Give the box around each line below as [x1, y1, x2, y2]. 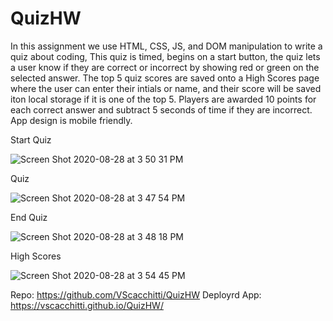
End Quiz [10, 211, 48, 223]
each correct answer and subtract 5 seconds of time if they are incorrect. [10, 103, 313, 116]
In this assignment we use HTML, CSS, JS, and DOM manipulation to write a [10, 40, 323, 52]
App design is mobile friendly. [10, 114, 133, 126]
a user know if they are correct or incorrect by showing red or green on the [10, 61, 320, 73]
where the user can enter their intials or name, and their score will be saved [10, 82, 322, 94]
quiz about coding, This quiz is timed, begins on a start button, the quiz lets [10, 50, 321, 62]
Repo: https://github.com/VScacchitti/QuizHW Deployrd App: [10, 288, 262, 301]
